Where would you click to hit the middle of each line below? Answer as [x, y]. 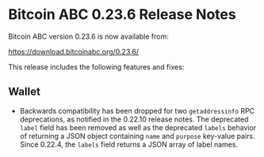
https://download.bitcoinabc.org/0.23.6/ [74, 51]
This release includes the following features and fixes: [96, 67]
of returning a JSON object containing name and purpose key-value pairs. [137, 136]
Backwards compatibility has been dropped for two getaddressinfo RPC [137, 110]
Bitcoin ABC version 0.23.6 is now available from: [88, 36]
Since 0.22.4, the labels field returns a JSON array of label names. [129, 144]
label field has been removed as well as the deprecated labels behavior [138, 127]
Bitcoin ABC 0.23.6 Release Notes [122, 15]
